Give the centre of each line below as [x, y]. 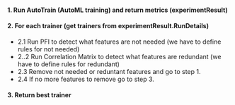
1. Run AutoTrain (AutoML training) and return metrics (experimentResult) [117, 10]
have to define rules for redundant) [69, 64]
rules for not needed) [48, 49]
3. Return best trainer [40, 95]
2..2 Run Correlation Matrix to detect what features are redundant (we [119, 56]
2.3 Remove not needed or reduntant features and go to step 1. [109, 71]
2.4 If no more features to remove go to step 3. [86, 79]
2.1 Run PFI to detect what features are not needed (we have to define [119, 42]
